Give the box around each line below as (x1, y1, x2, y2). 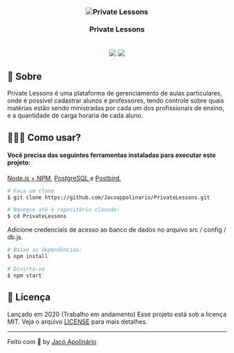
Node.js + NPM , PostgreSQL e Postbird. (7, 174, 122, 182)
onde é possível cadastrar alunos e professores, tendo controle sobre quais (7, 96, 224, 105)
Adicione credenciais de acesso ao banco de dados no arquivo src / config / (7, 225, 226, 234)
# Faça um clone (7, 187, 54, 195)
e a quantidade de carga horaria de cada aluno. (7, 112, 143, 120)
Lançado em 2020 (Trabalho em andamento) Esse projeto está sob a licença (7, 310, 227, 318)
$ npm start (7, 272, 42, 279)
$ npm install (7, 253, 49, 260)
